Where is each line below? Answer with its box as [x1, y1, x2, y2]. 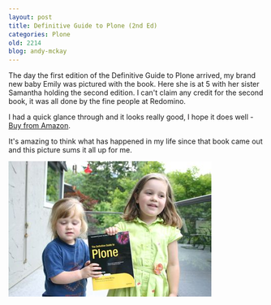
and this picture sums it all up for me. [8, 145, 132, 155]
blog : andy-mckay [8, 47, 67, 56]
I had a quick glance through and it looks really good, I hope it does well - [8, 112, 254, 122]
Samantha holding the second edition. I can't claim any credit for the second [8, 88, 264, 97]
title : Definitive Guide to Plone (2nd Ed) [8, 21, 158, 30]
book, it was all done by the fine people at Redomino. [8, 97, 187, 106]
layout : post [8, 13, 53, 21]
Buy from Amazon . [8, 121, 71, 131]
